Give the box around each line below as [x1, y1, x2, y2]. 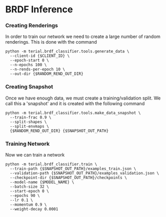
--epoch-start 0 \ [10, 58, 50, 63]
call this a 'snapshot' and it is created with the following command [5, 100, 145, 106]
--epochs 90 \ [10, 193, 40, 199]
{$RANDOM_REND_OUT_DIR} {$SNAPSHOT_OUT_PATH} [10, 128, 109, 133]
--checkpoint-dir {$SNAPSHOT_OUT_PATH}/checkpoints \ [10, 175, 127, 181]
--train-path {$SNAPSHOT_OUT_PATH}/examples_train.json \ [10, 166, 137, 171]
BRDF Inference [5, 4, 73, 15]
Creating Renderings [5, 22, 58, 29]
